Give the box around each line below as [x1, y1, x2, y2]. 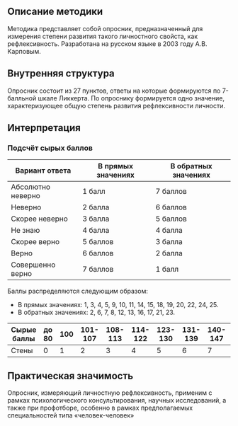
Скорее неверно [11, 214, 69, 224]
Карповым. [7, 47, 41, 55]
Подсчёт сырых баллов [7, 143, 93, 153]
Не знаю [11, 226, 40, 236]
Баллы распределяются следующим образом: [7, 287, 149, 296]
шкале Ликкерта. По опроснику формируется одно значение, [38, 93, 225, 102]
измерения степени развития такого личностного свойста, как [7, 32, 198, 40]
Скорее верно [11, 237, 60, 247]
